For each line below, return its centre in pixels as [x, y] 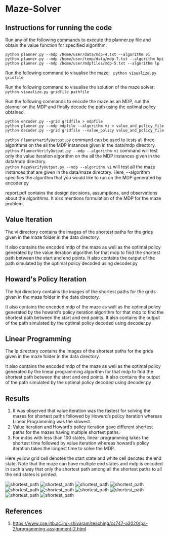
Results [17, 399]
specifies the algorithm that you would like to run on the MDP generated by [83, 178]
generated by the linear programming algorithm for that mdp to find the [79, 372]
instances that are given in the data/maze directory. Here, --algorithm [78, 172]
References [24, 511]
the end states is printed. [31, 475]
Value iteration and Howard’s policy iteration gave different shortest [83, 427]
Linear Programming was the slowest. [52, 422]
